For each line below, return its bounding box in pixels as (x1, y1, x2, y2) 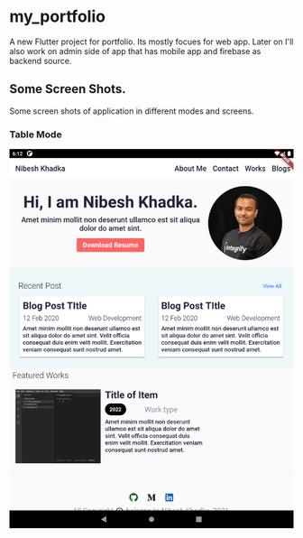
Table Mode (9, 128, 62, 141)
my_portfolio (9, 6, 106, 27)
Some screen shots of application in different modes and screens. (9, 106, 254, 116)
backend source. (9, 55, 72, 66)
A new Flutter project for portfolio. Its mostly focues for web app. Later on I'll (9, 36, 294, 47)
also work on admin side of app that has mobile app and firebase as (9, 45, 262, 56)
